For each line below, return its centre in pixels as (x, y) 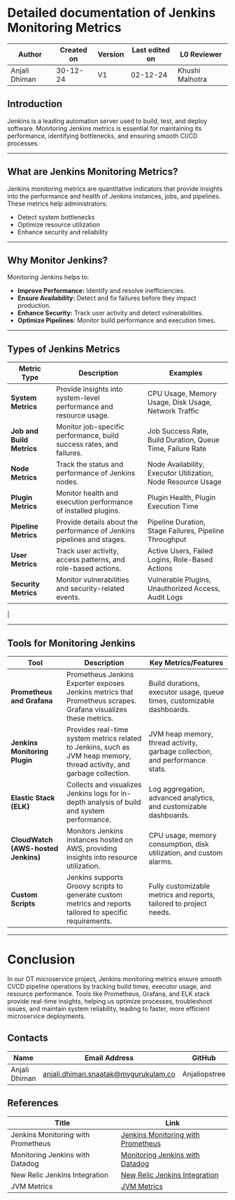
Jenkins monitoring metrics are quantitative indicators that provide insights (115, 188)
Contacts (28, 1038)
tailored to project (178, 903)
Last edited (151, 50)
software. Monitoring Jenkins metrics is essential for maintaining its (105, 128)
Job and (24, 431)
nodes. (67, 482)
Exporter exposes (95, 683)
